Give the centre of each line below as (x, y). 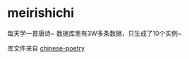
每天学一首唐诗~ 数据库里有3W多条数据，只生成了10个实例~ (94, 33)
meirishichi (41, 13)
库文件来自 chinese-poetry (46, 48)
